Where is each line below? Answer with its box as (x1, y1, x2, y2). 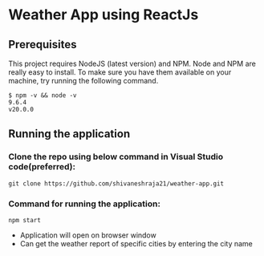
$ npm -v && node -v (8, 91, 78, 100)
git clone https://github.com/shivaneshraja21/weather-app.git (8, 179, 225, 188)
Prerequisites (8, 38, 77, 51)
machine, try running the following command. (8, 76, 159, 85)
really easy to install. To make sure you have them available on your (8, 67, 232, 77)
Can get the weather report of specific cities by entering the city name (19, 238, 253, 248)
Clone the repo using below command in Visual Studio (8, 151, 224, 162)
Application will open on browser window (19, 230, 156, 240)
